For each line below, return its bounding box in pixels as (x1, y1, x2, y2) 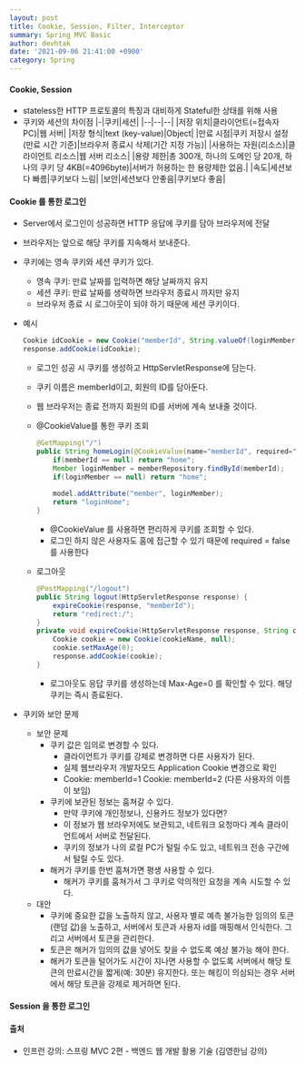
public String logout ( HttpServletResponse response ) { (35, 593, 248, 602)
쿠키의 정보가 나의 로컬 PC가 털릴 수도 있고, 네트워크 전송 (63, 841, 266, 852)
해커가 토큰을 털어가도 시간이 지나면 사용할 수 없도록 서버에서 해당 (49, 955, 283, 966)
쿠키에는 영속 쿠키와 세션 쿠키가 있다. (22, 257, 154, 268)
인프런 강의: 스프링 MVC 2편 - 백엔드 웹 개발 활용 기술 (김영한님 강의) (22, 1045, 268, 1056)
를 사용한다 (49, 547, 89, 558)
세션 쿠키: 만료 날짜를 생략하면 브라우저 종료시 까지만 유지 (35, 288, 241, 299)
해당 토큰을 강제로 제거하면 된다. (66, 978, 182, 989)
